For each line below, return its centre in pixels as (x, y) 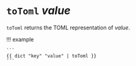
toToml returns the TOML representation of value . (68, 28)
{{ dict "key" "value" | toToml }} (52, 56)
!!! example (20, 39)
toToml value (39, 11)
